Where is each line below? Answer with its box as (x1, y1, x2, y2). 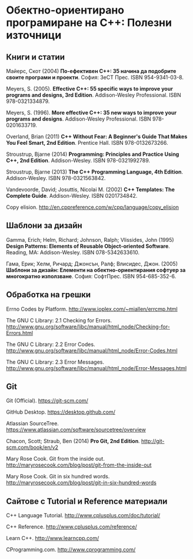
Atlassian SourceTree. (6, 420, 59, 427)
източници (6, 29, 62, 42)
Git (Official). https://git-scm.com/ (6, 397, 88, 404)
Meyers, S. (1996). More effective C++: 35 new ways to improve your (6, 109, 177, 116)
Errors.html (6, 329, 34, 336)
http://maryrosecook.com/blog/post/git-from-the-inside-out (6, 461, 152, 468)
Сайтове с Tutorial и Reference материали (6, 496, 168, 506)
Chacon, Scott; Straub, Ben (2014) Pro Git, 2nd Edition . (6, 438, 140, 445)
